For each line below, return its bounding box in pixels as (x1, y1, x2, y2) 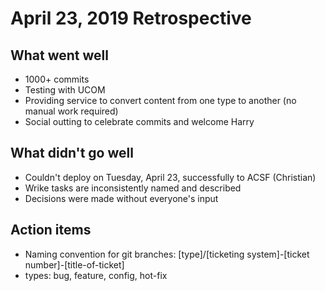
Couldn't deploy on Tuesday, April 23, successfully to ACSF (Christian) (24, 171, 317, 183)
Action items (10, 222, 92, 239)
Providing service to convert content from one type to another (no (24, 95, 297, 106)
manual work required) (24, 105, 119, 117)
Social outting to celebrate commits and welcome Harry (24, 116, 255, 127)
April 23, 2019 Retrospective (10, 7, 252, 30)
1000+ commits (24, 73, 90, 85)
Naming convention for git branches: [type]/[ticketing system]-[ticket (24, 248, 310, 260)
